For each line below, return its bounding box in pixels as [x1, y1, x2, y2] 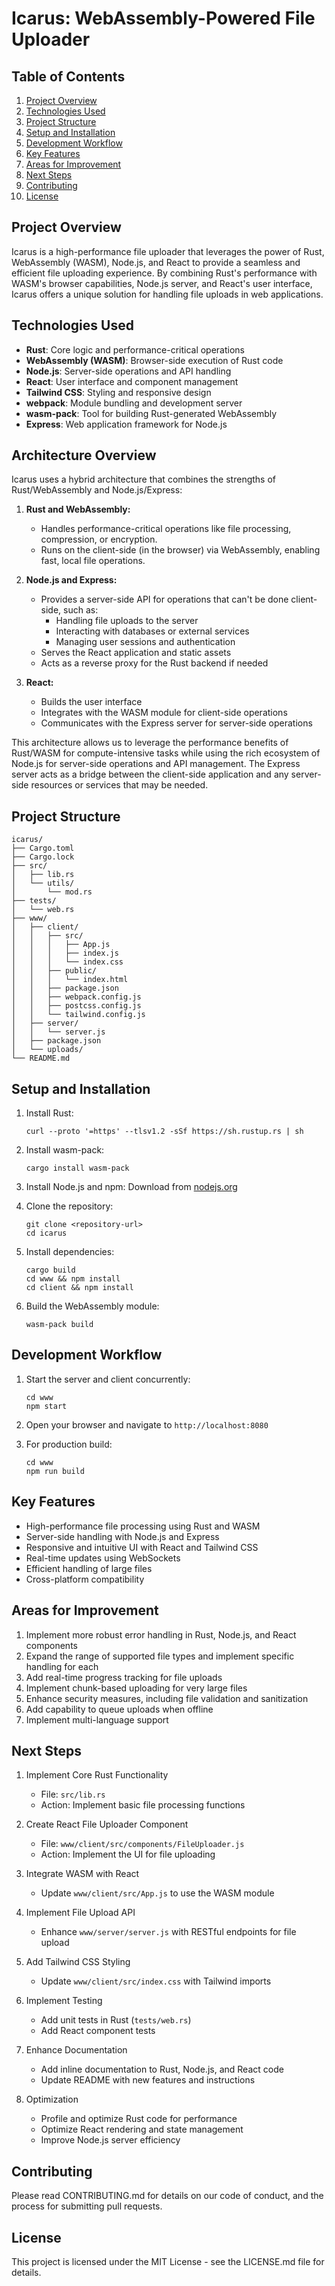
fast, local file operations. [40, 555, 146, 567]
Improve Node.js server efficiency [40, 2134, 181, 2146]
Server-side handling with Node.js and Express [25, 1530, 220, 1542]
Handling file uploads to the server [55, 615, 199, 627]
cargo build [25, 1265, 76, 1276]
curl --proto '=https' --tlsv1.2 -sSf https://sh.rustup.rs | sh [25, 1127, 304, 1137]
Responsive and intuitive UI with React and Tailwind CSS [25, 1541, 259, 1553]
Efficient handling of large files [25, 1562, 153, 1574]
